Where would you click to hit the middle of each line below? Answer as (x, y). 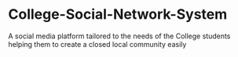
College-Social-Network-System (118, 14)
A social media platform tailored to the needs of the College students (119, 36)
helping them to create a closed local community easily (97, 44)
